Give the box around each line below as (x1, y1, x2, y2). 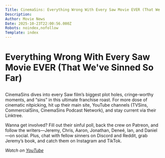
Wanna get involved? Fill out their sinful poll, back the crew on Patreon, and (5, 122, 159, 128)
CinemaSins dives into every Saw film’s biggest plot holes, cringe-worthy (5, 92, 154, 98)
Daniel (144, 127, 158, 133)
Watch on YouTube (5, 148, 44, 154)
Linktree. (5, 113, 23, 118)
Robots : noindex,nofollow (5, 26, 58, 31)
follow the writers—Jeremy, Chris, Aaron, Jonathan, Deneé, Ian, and (5, 127, 144, 133)
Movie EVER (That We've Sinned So (5, 62, 154, 73)
